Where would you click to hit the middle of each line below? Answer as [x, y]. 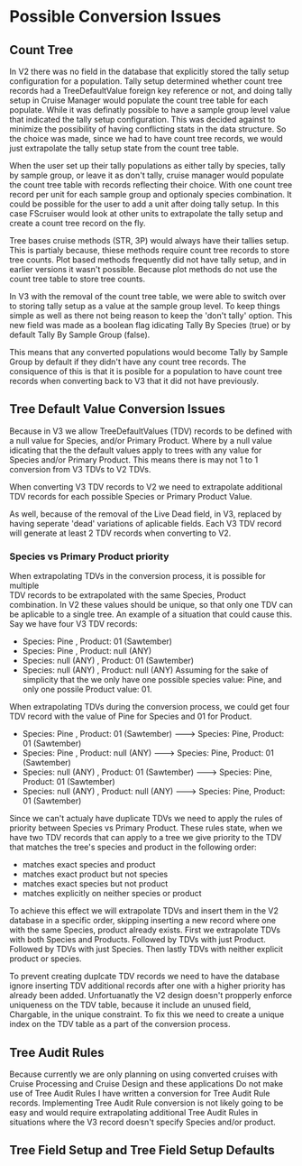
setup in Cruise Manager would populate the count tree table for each [139, 100]
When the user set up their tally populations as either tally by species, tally [147, 165]
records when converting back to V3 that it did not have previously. [134, 381]
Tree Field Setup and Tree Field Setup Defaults [142, 1150]
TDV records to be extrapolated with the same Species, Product [128, 595]
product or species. [46, 959]
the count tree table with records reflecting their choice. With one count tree [151, 185]
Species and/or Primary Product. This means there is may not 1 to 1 [134, 459]
